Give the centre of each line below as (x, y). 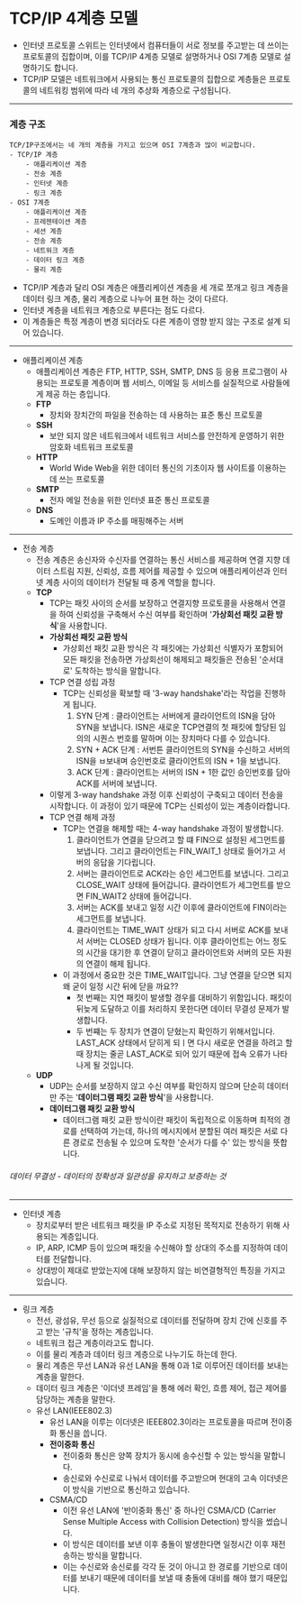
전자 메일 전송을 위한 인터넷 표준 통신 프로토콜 (129, 500)
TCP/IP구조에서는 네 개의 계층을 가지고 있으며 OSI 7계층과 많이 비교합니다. (133, 145)
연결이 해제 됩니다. (118, 964)
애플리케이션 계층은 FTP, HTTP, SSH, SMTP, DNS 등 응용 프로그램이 (157, 371)
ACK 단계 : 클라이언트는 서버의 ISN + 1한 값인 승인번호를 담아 (183, 773)
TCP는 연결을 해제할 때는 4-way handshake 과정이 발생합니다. (173, 829)
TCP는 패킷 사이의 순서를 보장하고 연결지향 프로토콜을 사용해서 (159, 603)
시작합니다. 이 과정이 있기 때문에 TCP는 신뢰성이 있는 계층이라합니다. (169, 806)
